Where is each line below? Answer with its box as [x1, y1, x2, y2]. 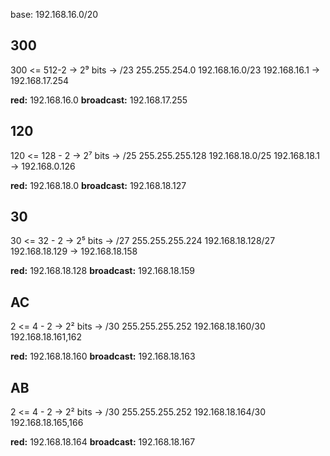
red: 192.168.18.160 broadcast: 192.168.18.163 [10, 350, 196, 363]
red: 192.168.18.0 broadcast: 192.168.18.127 [10, 179, 187, 191]
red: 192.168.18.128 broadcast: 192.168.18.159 [10, 265, 195, 277]
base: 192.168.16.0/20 [10, 9, 99, 20]
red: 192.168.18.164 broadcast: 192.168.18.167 [10, 436, 196, 448]
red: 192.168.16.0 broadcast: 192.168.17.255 [10, 94, 188, 106]
